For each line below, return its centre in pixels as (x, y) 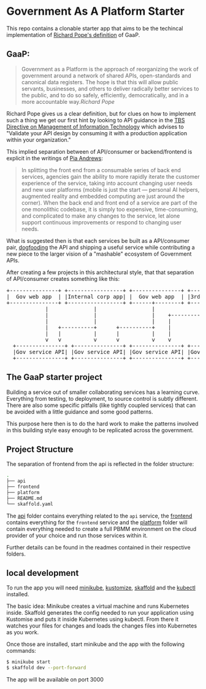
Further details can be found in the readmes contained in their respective (99, 547)
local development (43, 573)
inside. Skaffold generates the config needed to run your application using (100, 613)
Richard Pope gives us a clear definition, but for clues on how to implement (101, 113)
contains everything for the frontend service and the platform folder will (97, 522)
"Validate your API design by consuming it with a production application (97, 133)
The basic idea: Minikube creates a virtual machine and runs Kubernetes (98, 606)
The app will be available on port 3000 (55, 680)
